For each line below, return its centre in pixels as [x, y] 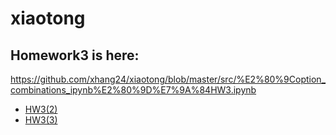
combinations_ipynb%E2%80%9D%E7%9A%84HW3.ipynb [133, 90]
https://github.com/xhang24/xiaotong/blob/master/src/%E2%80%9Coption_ [168, 79]
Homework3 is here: [75, 55]
